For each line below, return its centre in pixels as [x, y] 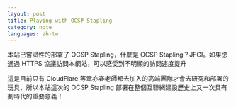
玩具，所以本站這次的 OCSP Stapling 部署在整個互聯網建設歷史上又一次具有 [118, 88]
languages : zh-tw [33, 34]
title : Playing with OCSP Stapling [60, 21]
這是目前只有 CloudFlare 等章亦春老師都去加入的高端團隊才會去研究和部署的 [118, 79]
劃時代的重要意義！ [35, 96]
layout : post [27, 14]
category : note [30, 27]
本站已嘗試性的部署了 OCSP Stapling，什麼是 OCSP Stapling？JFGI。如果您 [118, 55]
